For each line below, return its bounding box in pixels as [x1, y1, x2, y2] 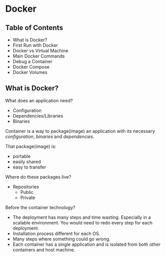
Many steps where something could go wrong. [12, 236, 110, 242]
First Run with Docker [12, 42, 59, 48]
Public [20, 189, 34, 195]
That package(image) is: [5, 143, 57, 149]
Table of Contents [5, 23, 64, 32]
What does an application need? [5, 97, 73, 103]
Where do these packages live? [5, 174, 71, 180]
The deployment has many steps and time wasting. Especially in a [12, 214, 151, 220]
